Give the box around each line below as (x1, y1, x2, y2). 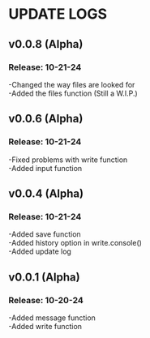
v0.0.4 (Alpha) (8, 186, 84, 200)
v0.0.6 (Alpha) (8, 112, 84, 126)
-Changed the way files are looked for (8, 79, 135, 89)
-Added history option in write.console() (8, 238, 142, 248)
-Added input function (8, 163, 83, 173)
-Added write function (8, 321, 83, 331)
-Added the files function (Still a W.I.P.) (8, 88, 138, 98)
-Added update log (8, 246, 71, 256)
